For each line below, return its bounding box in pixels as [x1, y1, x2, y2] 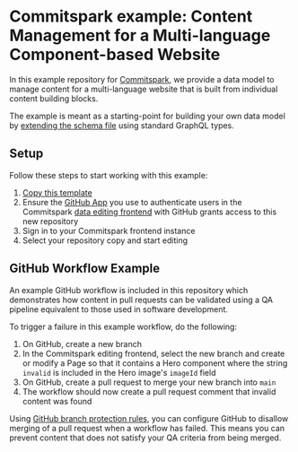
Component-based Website [9, 45, 221, 65]
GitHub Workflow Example [9, 261, 161, 276]
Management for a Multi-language [9, 25, 271, 46]
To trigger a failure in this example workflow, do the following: [9, 321, 238, 332]
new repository [22, 215, 79, 226]
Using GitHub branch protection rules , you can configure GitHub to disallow [9, 413, 289, 423]
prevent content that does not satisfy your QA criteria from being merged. [9, 432, 282, 443]
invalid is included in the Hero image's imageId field [22, 367, 216, 378]
